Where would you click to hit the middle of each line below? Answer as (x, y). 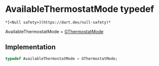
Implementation (31, 47)
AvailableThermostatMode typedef (80, 9)
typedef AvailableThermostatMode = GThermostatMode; (61, 59)
